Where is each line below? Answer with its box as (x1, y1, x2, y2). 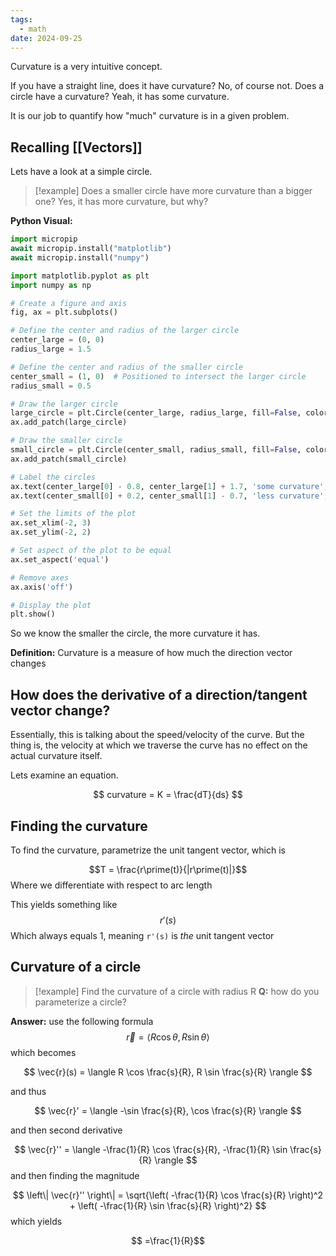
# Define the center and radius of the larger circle (10, 326, 240, 336)
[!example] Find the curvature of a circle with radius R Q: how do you (34, 985, 320, 997)
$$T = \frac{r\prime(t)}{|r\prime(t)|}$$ (88, 863, 248, 875)
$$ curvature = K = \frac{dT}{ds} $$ (93, 789, 243, 801)
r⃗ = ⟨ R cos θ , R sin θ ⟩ (126, 1031, 210, 1043)
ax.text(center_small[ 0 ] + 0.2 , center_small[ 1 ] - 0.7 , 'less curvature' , (10, 491, 329, 501)
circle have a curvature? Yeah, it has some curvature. (10, 91, 230, 103)
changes (10, 657, 47, 670)
